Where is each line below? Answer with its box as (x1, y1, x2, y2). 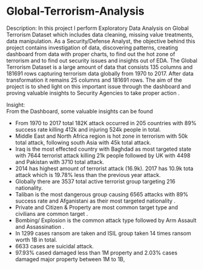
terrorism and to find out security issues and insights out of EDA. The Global (6, 57, 198, 64)
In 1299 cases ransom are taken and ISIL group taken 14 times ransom (15, 229, 191, 237)
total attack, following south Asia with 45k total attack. (15, 138, 151, 146)
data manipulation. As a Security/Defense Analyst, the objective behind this (6, 37, 196, 45)
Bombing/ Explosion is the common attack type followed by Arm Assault (15, 217, 197, 224)
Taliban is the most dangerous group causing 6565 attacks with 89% (15, 190, 189, 198)
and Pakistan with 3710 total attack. (15, 158, 105, 165)
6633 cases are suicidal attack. (15, 242, 94, 249)
